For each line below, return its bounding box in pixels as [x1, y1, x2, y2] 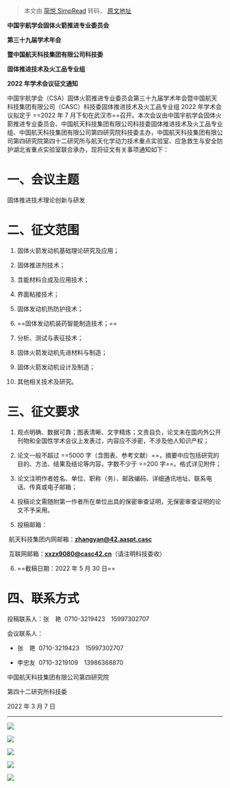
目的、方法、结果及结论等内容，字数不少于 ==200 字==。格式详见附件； [16, 459, 222, 468]
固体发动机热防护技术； [16, 304, 84, 312]
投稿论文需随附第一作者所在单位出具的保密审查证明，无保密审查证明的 [16, 497, 216, 506]
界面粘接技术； [16, 290, 60, 298]
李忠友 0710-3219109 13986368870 [16, 658, 124, 667]
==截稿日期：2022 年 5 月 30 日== [16, 564, 116, 572]
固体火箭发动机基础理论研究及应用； [16, 246, 120, 254]
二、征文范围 [7, 223, 80, 238]
